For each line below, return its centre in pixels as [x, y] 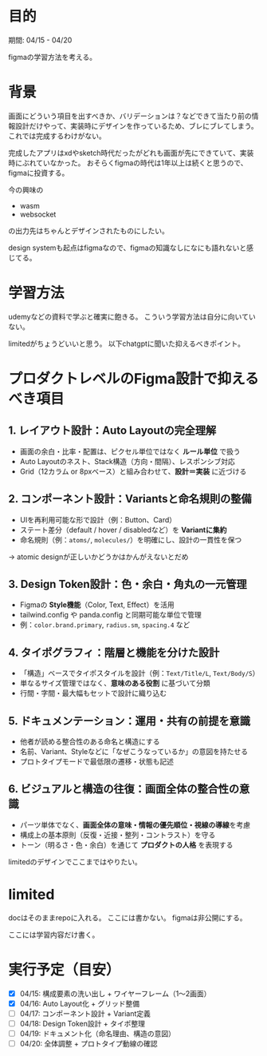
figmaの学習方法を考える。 [53, 57]
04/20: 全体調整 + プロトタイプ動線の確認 [88, 1044]
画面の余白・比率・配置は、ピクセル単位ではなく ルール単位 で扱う [130, 451]
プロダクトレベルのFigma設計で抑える [133, 379]
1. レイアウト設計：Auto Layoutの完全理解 [112, 431]
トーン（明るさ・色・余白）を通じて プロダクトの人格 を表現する [126, 844]
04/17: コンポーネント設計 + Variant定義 [85, 1013]
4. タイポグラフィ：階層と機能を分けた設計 [114, 652]
